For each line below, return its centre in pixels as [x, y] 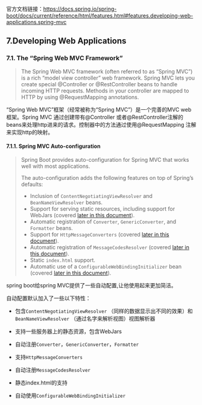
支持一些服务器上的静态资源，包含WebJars [68, 331]
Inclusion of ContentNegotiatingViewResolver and [91, 196]
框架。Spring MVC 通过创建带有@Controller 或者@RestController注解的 [95, 117]
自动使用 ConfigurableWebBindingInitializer [70, 395]
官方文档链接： [25, 9]
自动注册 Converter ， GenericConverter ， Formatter [77, 344]
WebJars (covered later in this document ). [82, 215]
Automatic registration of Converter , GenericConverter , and [103, 222]
